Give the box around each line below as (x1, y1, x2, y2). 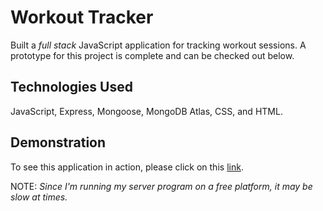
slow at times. (10, 191, 68, 203)
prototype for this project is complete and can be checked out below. (10, 49, 295, 61)
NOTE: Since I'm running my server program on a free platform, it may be (10, 180, 313, 192)
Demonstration (10, 134, 107, 151)
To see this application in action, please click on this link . (10, 161, 244, 173)
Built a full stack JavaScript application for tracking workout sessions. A (10, 39, 307, 51)
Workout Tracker (10, 6, 154, 29)
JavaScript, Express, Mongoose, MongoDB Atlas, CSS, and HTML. (10, 105, 283, 117)
